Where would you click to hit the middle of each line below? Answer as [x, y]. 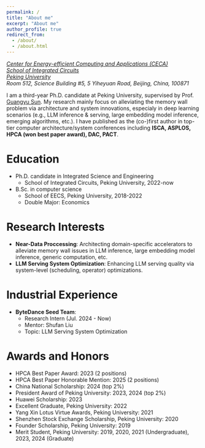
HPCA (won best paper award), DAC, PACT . [62, 134]
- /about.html [30, 47]
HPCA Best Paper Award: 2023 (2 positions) [71, 373]
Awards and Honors [58, 356]
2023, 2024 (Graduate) [44, 438]
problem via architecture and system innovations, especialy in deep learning [103, 108]
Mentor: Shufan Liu [48, 325]
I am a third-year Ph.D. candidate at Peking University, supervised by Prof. [100, 95]
